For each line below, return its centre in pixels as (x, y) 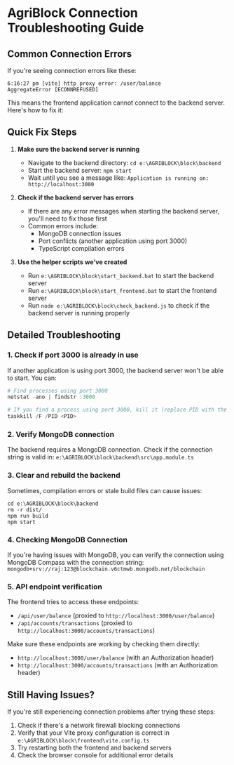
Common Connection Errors (70, 54)
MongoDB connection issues (80, 233)
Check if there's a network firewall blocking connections (99, 725)
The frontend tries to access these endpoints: (73, 602)
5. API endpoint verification (55, 587)
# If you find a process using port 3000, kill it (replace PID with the (117, 410)
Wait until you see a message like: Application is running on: (118, 178)
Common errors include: (63, 225)
